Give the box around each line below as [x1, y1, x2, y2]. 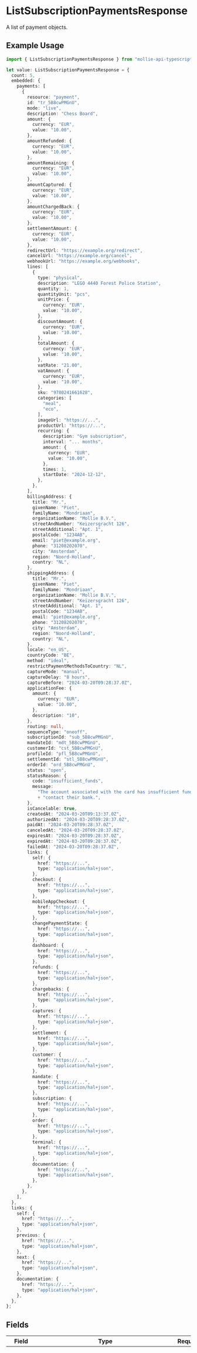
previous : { [16, 1232, 46, 1238]
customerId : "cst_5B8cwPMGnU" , [27, 746, 104, 752]
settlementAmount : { [27, 225, 77, 231]
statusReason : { [27, 773, 67, 779]
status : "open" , [27, 767, 67, 773]
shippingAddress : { [27, 570, 75, 576]
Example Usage [6, 41, 64, 51]
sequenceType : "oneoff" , [27, 729, 88, 735]
